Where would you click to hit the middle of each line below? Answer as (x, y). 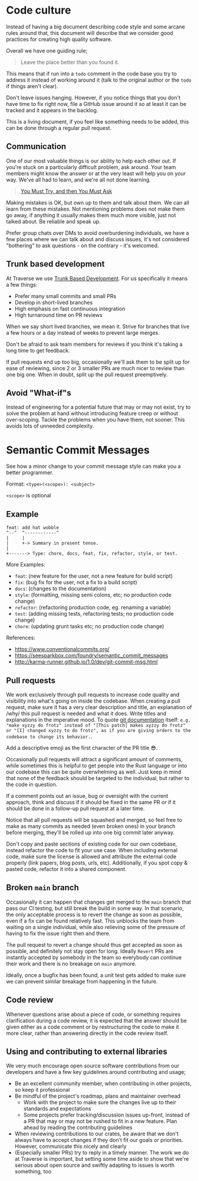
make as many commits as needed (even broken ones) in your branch (91, 826)
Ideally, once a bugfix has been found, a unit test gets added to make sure (96, 975)
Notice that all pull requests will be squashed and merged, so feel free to (94, 820)
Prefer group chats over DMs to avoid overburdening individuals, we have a (98, 233)
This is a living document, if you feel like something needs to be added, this (98, 121)
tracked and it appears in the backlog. (52, 110)
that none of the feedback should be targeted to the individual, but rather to (98, 778)
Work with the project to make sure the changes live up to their (100, 1102)
